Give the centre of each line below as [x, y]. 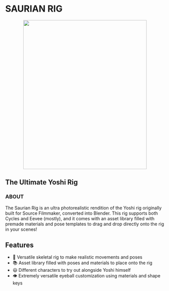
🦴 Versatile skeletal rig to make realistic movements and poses [77, 257]
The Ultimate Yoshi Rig [42, 182]
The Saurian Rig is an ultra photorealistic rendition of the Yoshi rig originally [83, 208]
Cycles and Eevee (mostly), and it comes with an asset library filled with [80, 218]
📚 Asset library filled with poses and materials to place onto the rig [82, 263]
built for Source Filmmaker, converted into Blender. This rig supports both [81, 213]
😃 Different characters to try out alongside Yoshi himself [72, 270]
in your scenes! [21, 229]
